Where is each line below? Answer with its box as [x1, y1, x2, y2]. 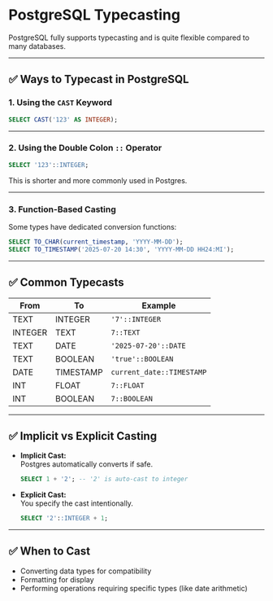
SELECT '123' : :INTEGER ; [8, 160, 89, 169]
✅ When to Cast [8, 544, 91, 559]
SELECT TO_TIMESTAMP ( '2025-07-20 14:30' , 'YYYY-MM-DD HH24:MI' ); [8, 245, 234, 253]
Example [141, 300, 176, 311]
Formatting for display [19, 574, 95, 584]
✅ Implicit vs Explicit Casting [8, 429, 157, 443]
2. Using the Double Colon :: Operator [8, 143, 162, 154]
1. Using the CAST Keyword [8, 97, 112, 108]
